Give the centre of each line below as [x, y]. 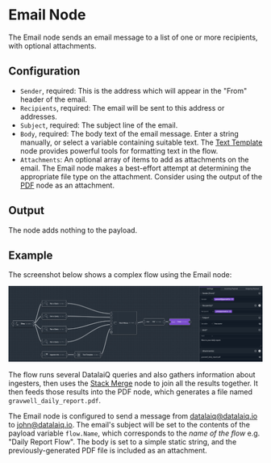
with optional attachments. [52, 45]
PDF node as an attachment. [67, 185]
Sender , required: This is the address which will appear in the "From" [133, 90]
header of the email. [53, 99]
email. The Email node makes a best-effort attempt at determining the [135, 168]
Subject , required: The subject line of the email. [99, 125]
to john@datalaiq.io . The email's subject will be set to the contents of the [129, 424]
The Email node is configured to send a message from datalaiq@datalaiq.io [133, 416]
